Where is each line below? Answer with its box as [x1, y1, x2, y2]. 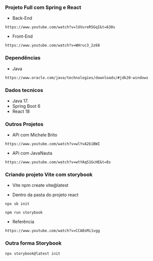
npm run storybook [5, 210, 43, 215]
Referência [12, 219, 34, 225]
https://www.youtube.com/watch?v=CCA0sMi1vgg [5, 228, 100, 233]
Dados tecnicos [5, 87, 43, 93]
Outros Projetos [5, 121, 44, 128]
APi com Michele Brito [12, 132, 58, 138]
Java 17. [12, 98, 29, 104]
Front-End [12, 34, 33, 40]
